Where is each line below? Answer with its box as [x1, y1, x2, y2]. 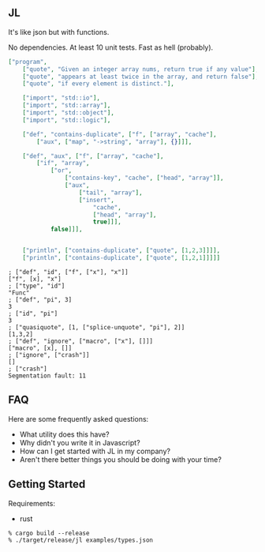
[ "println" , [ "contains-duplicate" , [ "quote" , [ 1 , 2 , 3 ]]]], [22, 246, 221, 255]
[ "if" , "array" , [36, 160, 90, 167]
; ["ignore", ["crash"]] [8, 351, 90, 359]
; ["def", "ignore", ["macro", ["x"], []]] [8, 337, 154, 345]
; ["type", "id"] [8, 282, 65, 290]
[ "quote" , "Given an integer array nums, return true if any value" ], [22, 65, 259, 73]
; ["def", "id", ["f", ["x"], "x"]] [8, 268, 129, 276]
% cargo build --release [8, 529, 90, 537]
